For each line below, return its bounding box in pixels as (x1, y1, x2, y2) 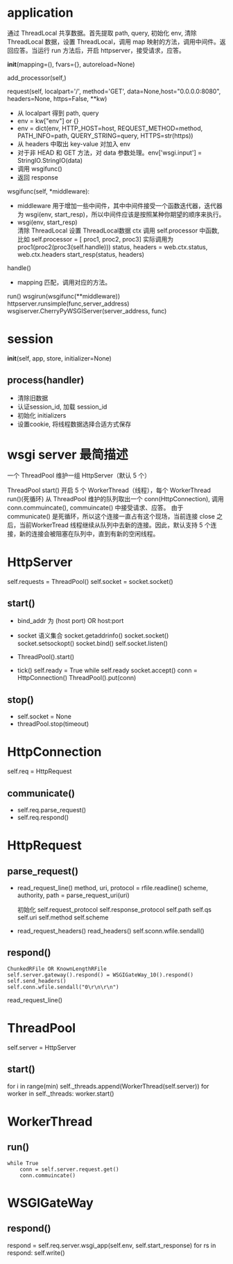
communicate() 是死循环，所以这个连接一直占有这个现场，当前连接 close (7, 512, 215, 520)
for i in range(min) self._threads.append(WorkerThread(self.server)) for (7, 1082, 209, 1090)
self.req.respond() (17, 813, 69, 821)
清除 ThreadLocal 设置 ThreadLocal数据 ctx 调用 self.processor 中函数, (17, 226, 220, 235)
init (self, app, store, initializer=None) (7, 354, 112, 363)
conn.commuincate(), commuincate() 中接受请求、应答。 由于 (7, 503, 184, 512)
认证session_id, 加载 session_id (17, 402, 107, 411)
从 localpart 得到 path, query (17, 109, 99, 117)
